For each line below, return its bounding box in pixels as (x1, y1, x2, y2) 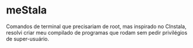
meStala (6, 4, 47, 17)
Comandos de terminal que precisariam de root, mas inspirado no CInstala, (6, 23, 187, 30)
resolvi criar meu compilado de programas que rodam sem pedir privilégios (6, 29, 188, 36)
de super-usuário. (6, 35, 50, 42)
